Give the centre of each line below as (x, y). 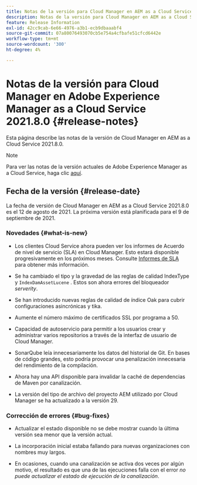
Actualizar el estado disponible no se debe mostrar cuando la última (97, 429)
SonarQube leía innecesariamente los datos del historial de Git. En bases (102, 352)
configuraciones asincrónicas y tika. (58, 306)
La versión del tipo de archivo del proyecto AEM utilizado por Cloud (96, 394)
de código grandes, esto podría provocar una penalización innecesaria (100, 359)
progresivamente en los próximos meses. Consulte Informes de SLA (97, 258)
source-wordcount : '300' (36, 45)
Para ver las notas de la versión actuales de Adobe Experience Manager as (97, 166)
